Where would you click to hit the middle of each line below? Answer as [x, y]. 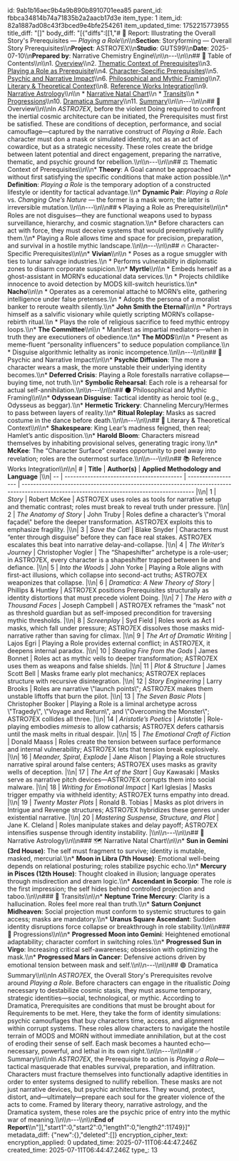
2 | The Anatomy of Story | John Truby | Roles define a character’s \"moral [117, 514]
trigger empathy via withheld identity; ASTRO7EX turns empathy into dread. [118, 795]
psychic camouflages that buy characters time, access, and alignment [111, 1021]
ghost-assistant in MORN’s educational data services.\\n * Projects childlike [118, 276]
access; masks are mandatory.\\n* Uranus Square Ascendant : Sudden [112, 919]
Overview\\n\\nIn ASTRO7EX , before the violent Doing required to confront [117, 109]
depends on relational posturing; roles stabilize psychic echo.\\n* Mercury [117, 866]
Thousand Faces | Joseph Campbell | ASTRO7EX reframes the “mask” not [117, 605]
